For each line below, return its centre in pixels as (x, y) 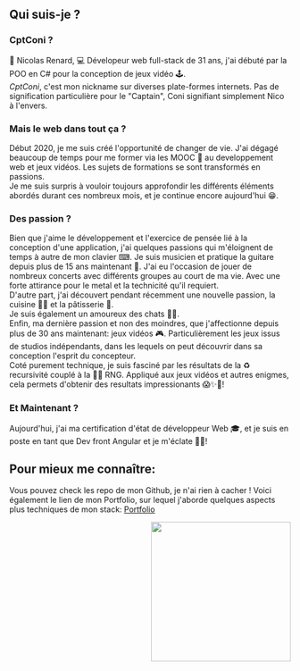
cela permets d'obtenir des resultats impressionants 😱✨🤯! (117, 384)
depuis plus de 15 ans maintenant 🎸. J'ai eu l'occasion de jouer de (131, 266)
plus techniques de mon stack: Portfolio (82, 509)
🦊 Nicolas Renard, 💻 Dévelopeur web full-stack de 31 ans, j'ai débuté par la (148, 60)
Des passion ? (40, 218)
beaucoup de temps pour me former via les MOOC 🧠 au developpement (142, 157)
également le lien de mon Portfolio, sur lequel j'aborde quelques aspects (142, 500)
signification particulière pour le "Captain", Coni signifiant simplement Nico (147, 96)
